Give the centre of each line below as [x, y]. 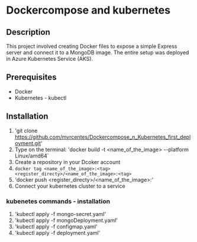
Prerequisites [31, 77]
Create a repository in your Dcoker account [67, 162]
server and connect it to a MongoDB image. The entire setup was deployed [98, 53]
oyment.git [28, 143]
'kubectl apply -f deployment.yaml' [57, 233]
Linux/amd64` [32, 156]
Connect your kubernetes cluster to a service [70, 186]
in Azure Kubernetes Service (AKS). [50, 59]
